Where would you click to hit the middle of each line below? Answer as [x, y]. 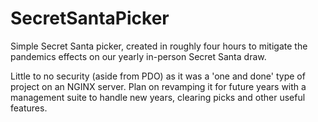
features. [29, 108]
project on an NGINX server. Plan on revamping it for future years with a [158, 86]
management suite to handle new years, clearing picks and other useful [158, 97]
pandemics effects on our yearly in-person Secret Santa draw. [138, 56]
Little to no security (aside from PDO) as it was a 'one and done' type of [158, 76]
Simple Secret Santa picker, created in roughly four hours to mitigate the [159, 46]
